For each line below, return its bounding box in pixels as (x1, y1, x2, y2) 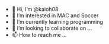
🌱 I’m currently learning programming (11, 18, 104, 25)
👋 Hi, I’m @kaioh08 (11, 6, 59, 12)
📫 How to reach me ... (11, 32, 67, 38)
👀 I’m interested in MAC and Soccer (11, 12, 99, 19)
